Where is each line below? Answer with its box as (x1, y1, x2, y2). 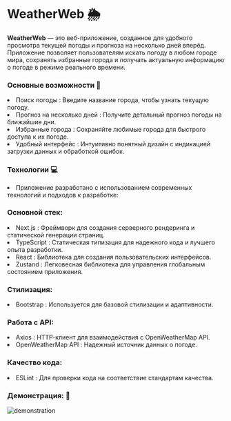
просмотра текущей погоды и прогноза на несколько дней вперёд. (7, 41, 206, 49)
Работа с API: (7, 317, 54, 327)
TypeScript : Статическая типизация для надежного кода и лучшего (16, 238, 216, 246)
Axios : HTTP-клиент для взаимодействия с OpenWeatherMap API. (16, 333, 210, 342)
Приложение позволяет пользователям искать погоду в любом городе (7, 48, 217, 57)
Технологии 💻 (7, 165, 59, 175)
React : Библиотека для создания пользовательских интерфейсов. (16, 253, 212, 261)
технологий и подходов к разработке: (7, 190, 119, 199)
